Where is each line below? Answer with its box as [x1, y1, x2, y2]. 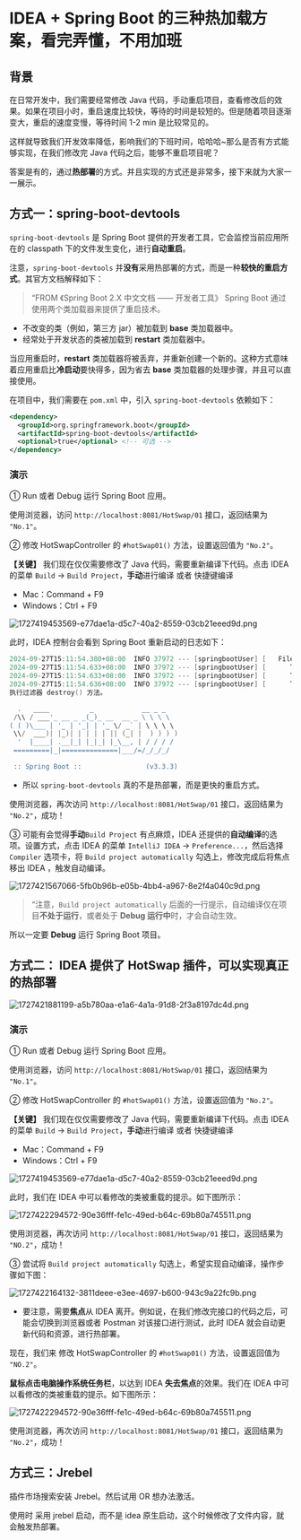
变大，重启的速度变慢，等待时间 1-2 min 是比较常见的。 [9, 117, 213, 127]
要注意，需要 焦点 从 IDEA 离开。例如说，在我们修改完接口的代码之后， [21, 1306, 280, 1317]
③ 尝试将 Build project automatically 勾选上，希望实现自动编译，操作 [9, 1258, 277, 1269]
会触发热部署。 [9, 1521, 64, 1532]
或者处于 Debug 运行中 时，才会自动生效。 [86, 909, 242, 920]
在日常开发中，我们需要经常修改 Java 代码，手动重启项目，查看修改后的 [9, 95, 275, 105]
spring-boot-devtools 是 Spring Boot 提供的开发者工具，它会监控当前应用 [9, 231, 281, 242]
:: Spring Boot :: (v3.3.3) [13, 762, 178, 771]
